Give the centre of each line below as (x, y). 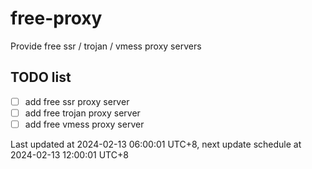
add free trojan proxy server (82, 113)
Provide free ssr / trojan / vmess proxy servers (106, 46)
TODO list (41, 77)
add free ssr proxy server (77, 101)
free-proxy (56, 18)
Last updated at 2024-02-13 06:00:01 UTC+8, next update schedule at (156, 144)
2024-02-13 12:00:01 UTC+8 (69, 154)
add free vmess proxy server (84, 124)
